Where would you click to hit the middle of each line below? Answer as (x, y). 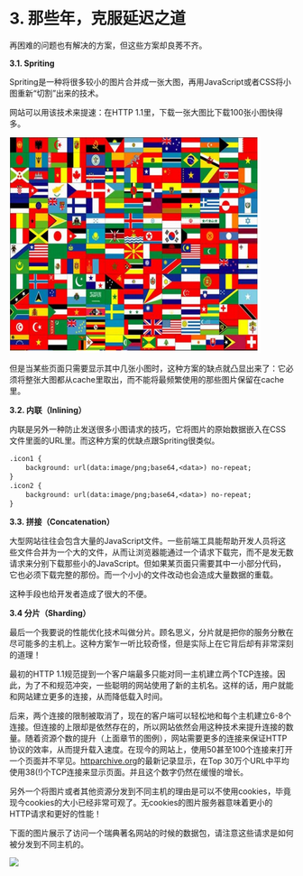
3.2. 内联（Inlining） (48, 410)
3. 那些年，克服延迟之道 (98, 18)
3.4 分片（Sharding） (50, 613)
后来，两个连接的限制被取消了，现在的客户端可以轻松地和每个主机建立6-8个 (150, 715)
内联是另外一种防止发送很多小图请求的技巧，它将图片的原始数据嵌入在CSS (148, 429)
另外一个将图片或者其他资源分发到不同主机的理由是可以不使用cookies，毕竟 (150, 791)
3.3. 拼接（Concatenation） (62, 521)
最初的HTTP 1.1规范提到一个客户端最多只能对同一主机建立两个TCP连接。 (143, 674)
